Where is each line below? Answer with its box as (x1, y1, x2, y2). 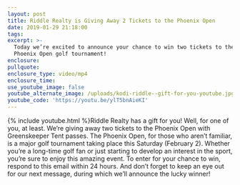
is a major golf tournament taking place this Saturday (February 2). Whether (7, 139, 231, 147)
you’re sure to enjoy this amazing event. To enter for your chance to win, (7, 154, 221, 163)
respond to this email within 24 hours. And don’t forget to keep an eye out (7, 162, 225, 170)
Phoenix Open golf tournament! (14, 51, 107, 58)
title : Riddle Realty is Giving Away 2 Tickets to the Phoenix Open (7, 17, 216, 24)
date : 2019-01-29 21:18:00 (7, 24, 88, 31)
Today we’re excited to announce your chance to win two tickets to (14, 44, 222, 51)
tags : (7, 30, 24, 38)
